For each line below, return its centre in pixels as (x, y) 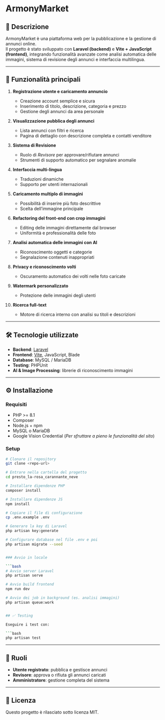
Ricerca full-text (30, 305)
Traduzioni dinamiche (42, 179)
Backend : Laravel (30, 349)
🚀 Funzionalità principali (43, 79)
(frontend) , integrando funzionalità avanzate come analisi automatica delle (81, 54)
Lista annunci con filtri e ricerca (52, 130)
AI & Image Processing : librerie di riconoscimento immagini (73, 370)
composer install (23, 490)
